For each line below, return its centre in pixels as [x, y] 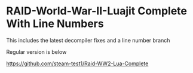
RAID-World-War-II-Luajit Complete [96, 11]
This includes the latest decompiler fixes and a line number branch [88, 40]
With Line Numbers [55, 24]
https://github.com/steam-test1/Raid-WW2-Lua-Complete [77, 63]
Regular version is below [36, 51]
